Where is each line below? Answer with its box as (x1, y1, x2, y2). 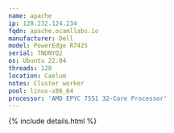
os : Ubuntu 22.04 (8, 57, 67, 65)
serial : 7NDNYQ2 (8, 49, 63, 57)
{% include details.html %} (8, 116, 97, 126)
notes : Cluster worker (8, 79, 85, 87)
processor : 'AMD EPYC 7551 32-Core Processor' (8, 94, 168, 102)
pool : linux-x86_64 (8, 86, 74, 95)
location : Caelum (8, 72, 67, 80)
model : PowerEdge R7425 (8, 42, 89, 50)
